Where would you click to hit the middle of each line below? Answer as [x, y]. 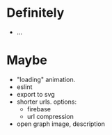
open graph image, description [61, 124]
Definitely [35, 13]
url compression [50, 116]
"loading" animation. [46, 79]
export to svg [35, 94]
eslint [24, 87]
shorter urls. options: [47, 102]
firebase [39, 109]
